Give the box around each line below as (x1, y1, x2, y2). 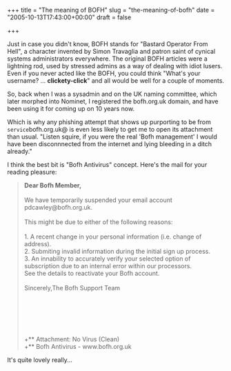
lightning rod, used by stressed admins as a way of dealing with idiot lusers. (7, 62, 223, 70)
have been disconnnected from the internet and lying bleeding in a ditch (7, 140, 212, 148)
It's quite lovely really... (7, 356, 72, 364)
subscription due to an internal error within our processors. (23, 262, 192, 270)
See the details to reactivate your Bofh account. (23, 269, 160, 277)
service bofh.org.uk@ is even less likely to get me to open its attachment (7, 126, 213, 133)
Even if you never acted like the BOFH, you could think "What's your (7, 69, 201, 77)
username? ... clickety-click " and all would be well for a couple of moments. (7, 77, 225, 85)
